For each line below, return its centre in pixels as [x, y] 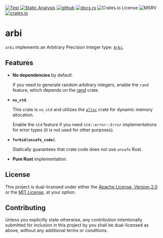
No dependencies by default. [43, 75]
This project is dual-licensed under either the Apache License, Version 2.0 [81, 187]
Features [19, 63]
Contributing [25, 208]
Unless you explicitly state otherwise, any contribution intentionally [74, 220]
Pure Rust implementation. [40, 159]
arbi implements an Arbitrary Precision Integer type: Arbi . [65, 47]
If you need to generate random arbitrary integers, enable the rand [81, 85]
